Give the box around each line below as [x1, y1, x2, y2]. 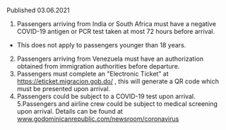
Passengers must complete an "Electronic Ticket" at [16, 70, 169, 78]
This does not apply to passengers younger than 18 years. [16, 41, 186, 49]
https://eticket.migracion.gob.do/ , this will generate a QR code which [16, 77, 220, 85]
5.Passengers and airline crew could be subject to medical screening [16, 100, 218, 108]
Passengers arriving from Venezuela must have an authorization [16, 54, 204, 63]
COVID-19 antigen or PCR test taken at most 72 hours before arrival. [16, 28, 215, 35]
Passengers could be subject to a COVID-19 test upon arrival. [16, 92, 196, 100]
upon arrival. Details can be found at [16, 107, 123, 115]
